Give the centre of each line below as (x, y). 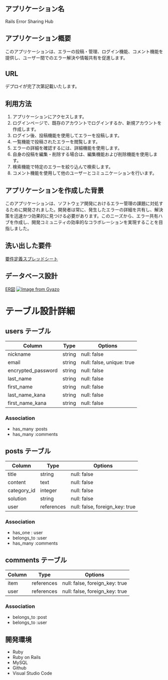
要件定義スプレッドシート (32, 259)
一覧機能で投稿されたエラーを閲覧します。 (56, 142)
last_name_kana (27, 395)
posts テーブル (28, 451)
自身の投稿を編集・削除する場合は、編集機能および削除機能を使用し (83, 154)
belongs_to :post (30, 617)
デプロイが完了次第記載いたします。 (42, 86)
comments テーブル (36, 560)
